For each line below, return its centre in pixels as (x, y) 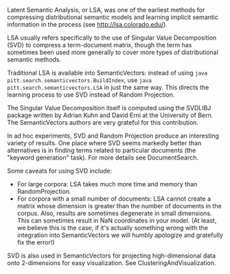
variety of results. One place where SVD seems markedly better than (104, 143)
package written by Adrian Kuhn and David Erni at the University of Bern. (110, 115)
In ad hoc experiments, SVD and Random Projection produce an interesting (113, 136)
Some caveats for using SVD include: (60, 171)
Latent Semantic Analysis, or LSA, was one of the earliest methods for (106, 10)
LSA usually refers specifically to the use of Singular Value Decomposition (112, 38)
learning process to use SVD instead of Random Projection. (91, 95)
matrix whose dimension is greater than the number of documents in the (119, 206)
